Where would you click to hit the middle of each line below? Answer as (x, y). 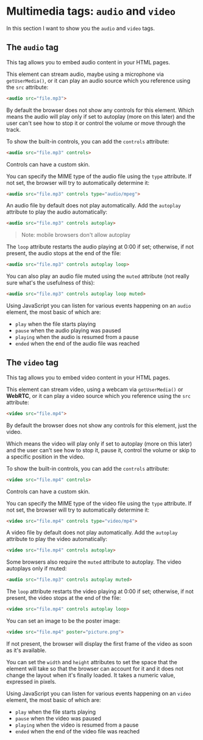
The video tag (33, 363)
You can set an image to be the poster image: (63, 621)
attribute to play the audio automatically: (57, 212)
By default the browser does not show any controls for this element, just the (101, 425)
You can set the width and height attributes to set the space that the (92, 662)
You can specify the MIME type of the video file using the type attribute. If (99, 503)
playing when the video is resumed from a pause (77, 725)
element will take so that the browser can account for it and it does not (95, 668)
